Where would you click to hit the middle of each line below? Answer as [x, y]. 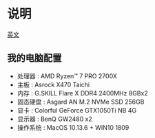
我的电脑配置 [34, 58]
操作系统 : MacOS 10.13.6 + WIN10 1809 [73, 127]
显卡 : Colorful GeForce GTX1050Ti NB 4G [77, 110]
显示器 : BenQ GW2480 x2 [55, 119]
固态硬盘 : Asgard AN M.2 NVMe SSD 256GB [81, 102]
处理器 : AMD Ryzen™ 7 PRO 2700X [67, 76]
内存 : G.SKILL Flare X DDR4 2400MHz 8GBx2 [82, 93]
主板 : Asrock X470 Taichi [53, 84]
